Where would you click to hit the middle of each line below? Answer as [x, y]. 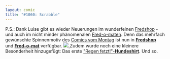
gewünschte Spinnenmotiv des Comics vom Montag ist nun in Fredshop [81, 40]
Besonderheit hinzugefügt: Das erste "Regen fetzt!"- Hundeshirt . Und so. [82, 51]
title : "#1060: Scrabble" [32, 15]
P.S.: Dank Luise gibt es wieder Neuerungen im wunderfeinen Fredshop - [82, 29]
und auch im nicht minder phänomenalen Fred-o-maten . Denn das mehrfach [85, 34]
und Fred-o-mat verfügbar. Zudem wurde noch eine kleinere [72, 45]
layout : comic [20, 10]
